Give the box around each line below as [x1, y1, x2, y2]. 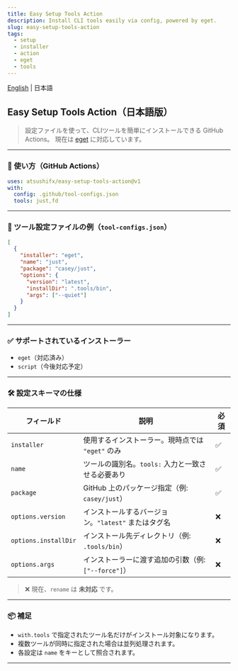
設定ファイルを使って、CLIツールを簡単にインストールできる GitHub [24, 126, 224, 135]
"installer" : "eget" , [20, 252, 84, 259]
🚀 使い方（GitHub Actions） [7, 161, 104, 171]
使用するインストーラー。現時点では [83, 435, 204, 445]
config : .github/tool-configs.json [13, 191, 119, 198]
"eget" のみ [83, 446, 122, 456]
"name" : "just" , [20, 259, 69, 266]
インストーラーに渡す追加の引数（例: [83, 554, 206, 564]
